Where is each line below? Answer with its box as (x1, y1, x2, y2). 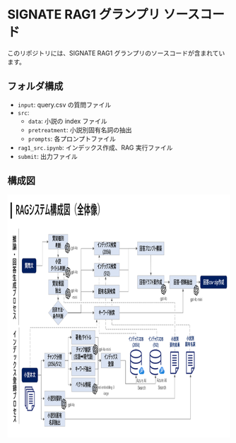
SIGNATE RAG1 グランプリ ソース (7, 6, 200, 23)
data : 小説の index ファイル (28, 117, 107, 125)
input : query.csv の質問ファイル (17, 100, 112, 109)
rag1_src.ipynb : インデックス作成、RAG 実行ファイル (17, 143, 173, 152)
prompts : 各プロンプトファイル (28, 134, 117, 143)
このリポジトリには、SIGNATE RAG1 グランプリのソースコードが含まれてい (7, 49, 225, 57)
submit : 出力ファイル (17, 152, 78, 160)
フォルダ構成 (7, 81, 64, 93)
